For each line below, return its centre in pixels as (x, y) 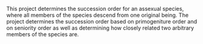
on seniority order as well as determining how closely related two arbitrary (100, 28)
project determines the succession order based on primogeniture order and (102, 21)
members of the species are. (43, 34)
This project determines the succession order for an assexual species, (95, 9)
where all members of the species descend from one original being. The (98, 15)
